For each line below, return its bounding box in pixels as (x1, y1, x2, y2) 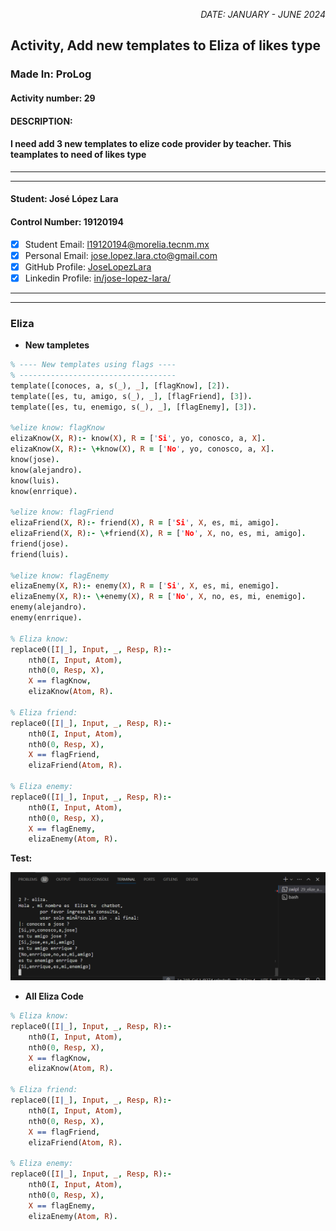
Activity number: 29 (10, 92, 96, 104)
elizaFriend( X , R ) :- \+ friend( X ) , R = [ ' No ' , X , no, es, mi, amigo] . (10, 529, 307, 539)
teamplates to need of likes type (10, 149, 147, 161)
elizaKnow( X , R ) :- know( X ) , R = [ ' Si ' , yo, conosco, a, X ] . (10, 434, 267, 444)
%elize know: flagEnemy (10, 570, 110, 581)
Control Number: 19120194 (10, 215, 124, 228)
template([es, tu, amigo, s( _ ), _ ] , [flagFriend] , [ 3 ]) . (10, 391, 253, 401)
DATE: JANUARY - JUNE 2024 (200, 9, 326, 20)
